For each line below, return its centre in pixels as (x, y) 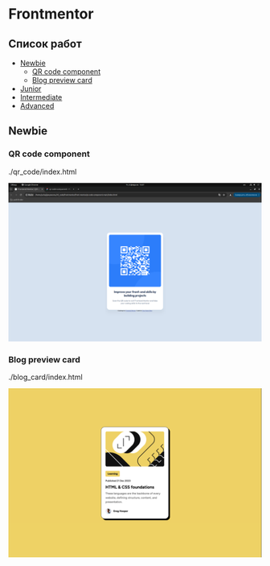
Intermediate (41, 97)
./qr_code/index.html (43, 171)
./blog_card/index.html (45, 377)
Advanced (37, 106)
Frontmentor (51, 14)
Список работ (45, 44)
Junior (31, 89)
